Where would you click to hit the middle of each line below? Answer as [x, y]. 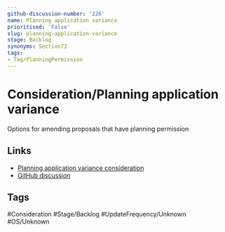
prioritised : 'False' [39, 27]
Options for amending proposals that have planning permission [98, 129]
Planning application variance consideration [81, 168]
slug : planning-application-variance [62, 33]
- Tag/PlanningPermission [45, 60]
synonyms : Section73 [37, 46]
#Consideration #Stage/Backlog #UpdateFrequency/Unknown [97, 214]
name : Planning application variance [62, 20]
